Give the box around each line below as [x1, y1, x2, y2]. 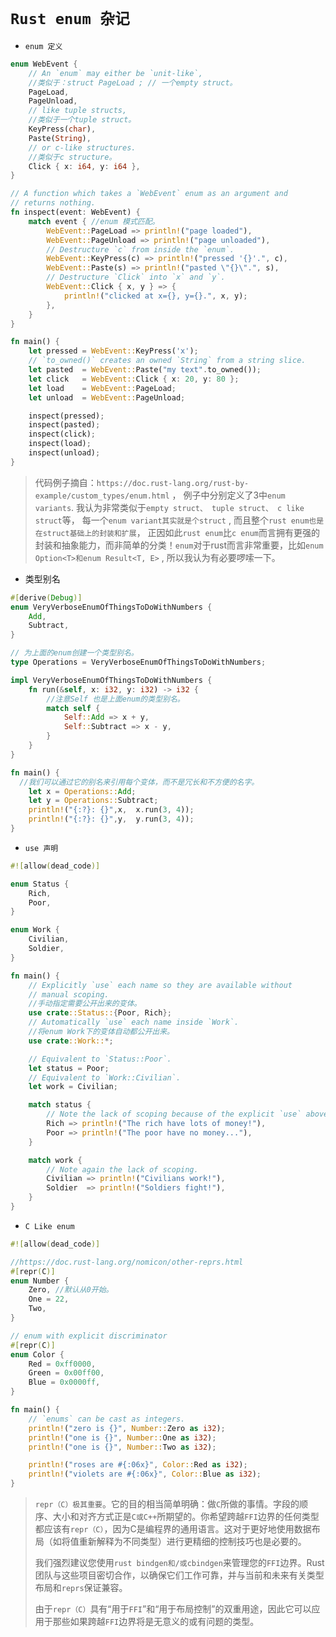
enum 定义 [24, 41, 63, 51]
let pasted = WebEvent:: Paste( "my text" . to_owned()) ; [28, 365, 262, 375]
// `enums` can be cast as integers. [28, 1414, 186, 1424]
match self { [46, 703, 101, 713]
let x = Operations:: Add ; [28, 786, 137, 796]
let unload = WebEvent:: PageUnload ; [28, 392, 186, 403]
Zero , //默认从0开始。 [28, 1285, 114, 1295]
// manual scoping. [28, 989, 110, 1000]
